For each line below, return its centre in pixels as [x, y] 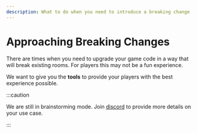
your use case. [25, 113]
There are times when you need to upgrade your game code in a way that [97, 59]
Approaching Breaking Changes [88, 41]
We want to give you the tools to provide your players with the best [89, 77]
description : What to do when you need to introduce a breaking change [98, 12]
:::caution [18, 95]
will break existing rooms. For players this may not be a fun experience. [95, 65]
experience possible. [32, 83]
